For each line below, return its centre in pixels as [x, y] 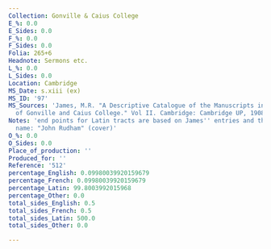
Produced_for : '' [38, 158]
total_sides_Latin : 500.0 [52, 218]
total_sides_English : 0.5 [52, 203]
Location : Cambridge [43, 83]
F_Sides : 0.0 [30, 46]
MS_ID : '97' [28, 98]
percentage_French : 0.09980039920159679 [77, 181]
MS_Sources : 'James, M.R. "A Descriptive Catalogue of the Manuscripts [131, 106]
